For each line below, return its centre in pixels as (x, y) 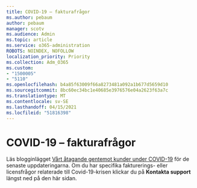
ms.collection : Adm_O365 (37, 62)
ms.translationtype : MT (36, 96)
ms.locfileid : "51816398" (39, 113)
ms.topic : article (29, 40)
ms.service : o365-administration (48, 46)
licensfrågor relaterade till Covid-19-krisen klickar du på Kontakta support (98, 172)
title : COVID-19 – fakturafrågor (48, 12)
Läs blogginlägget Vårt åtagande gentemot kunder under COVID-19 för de (98, 159)
